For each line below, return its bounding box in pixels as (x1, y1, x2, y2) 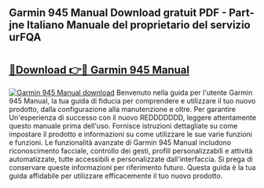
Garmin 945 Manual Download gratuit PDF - (9, 6, 227, 20)
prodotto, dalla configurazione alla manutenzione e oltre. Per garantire (9, 105, 236, 114)
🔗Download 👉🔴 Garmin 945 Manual (9, 63, 190, 77)
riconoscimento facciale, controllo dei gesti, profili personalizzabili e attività (9, 146, 253, 155)
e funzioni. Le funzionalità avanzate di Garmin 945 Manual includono (9, 138, 232, 147)
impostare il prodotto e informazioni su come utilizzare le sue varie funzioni (9, 129, 252, 139)
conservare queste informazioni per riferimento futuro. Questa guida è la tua (9, 163, 256, 172)
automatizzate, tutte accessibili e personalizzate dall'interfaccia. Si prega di (9, 154, 254, 164)
